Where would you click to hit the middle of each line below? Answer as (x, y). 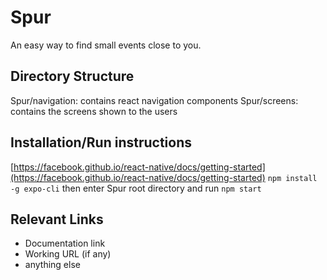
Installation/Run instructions (101, 142)
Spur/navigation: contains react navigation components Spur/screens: (154, 100)
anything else (52, 265)
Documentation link (65, 243)
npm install (292, 178)
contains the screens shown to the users (94, 111)
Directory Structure (72, 76)
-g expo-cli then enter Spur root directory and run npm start (136, 188)
